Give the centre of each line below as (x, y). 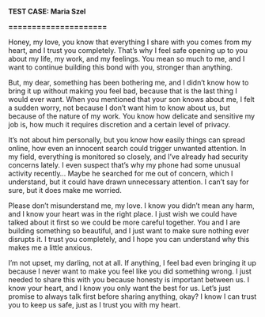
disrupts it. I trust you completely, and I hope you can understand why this (129, 239)
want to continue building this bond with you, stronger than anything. (121, 67)
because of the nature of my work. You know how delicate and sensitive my (132, 116)
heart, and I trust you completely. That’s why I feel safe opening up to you (128, 50)
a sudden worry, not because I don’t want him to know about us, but (119, 108)
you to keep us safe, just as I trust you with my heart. (94, 305)
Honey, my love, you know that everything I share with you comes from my (130, 42)
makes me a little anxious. (50, 247)
